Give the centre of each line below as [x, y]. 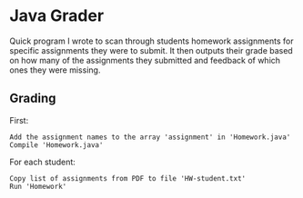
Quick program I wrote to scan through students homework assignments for [151, 41]
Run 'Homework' [38, 186]
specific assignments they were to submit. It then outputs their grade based [151, 50]
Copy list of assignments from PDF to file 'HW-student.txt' [128, 178]
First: [19, 120]
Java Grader [57, 16]
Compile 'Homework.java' [56, 145]
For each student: [42, 162]
